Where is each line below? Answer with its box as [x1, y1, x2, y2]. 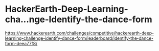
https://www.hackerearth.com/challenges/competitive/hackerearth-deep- [5, 30, 154, 36]
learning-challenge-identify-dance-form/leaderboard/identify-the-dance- [5, 35, 154, 41]
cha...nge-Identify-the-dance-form [5, 14, 153, 25]
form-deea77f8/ [5, 40, 38, 46]
